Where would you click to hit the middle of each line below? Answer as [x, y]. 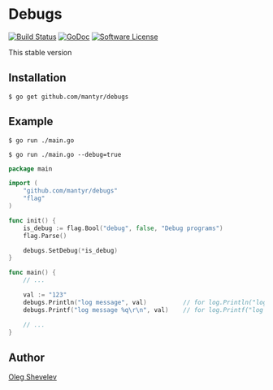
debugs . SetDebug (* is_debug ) [70, 250]
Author [26, 357]
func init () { [32, 220]
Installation [37, 78]
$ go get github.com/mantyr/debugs [69, 97]
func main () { [32, 273]
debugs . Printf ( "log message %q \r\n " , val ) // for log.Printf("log [143, 310]
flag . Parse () [45, 236]
